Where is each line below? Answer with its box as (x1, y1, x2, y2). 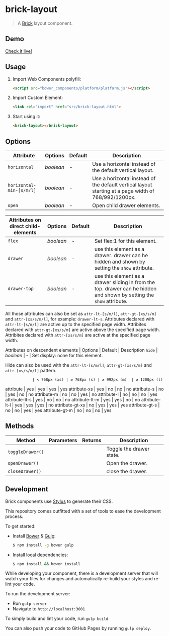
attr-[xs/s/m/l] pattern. (5, 368, 57, 373)
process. (5, 513, 24, 519)
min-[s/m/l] (8, 187, 37, 193)
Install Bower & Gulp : (12, 533, 56, 539)
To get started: (5, 523, 36, 529)
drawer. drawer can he (94, 252, 148, 259)
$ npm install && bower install (12, 561, 80, 566)
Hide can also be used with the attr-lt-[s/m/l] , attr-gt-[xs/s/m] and (5, 362, 152, 368)
